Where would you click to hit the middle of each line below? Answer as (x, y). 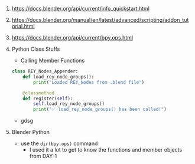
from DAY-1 (43, 156)
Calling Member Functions (53, 60)
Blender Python (31, 132)
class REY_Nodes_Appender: (45, 71)
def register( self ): (48, 99)
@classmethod (39, 93)
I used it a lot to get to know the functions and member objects (106, 150)
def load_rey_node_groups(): (58, 77)
